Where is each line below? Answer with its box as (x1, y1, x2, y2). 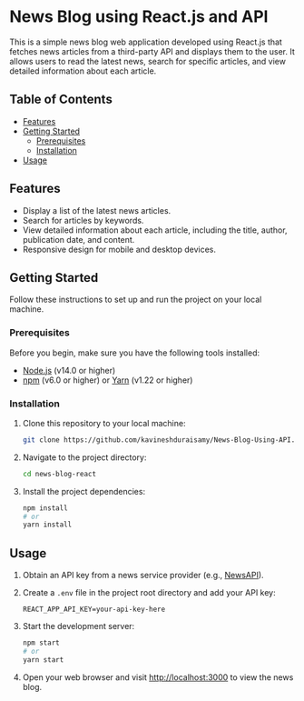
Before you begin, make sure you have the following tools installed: (9, 347, 260, 358)
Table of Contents (9, 92, 113, 107)
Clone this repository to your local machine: (22, 417, 186, 428)
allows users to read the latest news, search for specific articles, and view (9, 55, 286, 66)
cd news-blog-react (22, 469, 97, 478)
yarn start (22, 655, 64, 665)
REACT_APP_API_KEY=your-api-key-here (22, 605, 166, 615)
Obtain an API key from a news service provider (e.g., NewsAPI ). (22, 570, 265, 581)
